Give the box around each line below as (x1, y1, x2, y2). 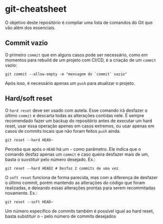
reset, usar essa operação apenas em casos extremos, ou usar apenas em (5, 123, 155, 129)
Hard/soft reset (5, 94, 53, 103)
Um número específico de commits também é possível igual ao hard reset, (5, 208, 154, 214)
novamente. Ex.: (5, 190, 37, 196)
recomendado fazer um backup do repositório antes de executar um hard (5, 118, 152, 123)
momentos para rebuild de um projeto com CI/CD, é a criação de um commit (5, 57, 157, 63)
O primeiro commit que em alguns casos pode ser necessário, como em (5, 52, 148, 58)
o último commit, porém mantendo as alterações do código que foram (5, 180, 145, 185)
